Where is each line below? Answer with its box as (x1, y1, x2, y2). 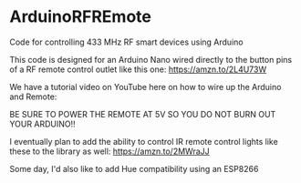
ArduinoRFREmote (9, 6, 152, 27)
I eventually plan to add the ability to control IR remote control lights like (9, 136, 278, 147)
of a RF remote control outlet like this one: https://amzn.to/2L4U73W (9, 64, 267, 75)
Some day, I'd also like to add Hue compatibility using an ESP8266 (9, 163, 259, 174)
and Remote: (9, 91, 57, 102)
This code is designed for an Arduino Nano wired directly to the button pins (9, 54, 293, 65)
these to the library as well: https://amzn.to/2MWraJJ (9, 146, 210, 157)
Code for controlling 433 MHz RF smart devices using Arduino (9, 36, 244, 47)
